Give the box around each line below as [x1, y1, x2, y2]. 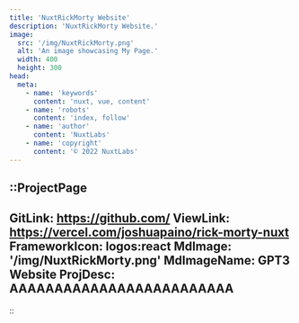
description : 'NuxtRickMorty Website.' [9, 22, 159, 31]
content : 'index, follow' [32, 113, 130, 122]
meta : [17, 80, 39, 89]
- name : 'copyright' [25, 139, 102, 148]
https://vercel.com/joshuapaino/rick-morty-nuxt [9, 225, 290, 240]
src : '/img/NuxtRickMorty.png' [17, 38, 135, 48]
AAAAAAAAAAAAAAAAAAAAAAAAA [9, 281, 234, 297]
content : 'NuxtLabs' [32, 130, 110, 139]
